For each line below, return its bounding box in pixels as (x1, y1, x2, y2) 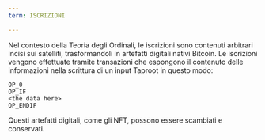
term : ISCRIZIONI (8, 11, 66, 20)
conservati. (8, 123, 45, 133)
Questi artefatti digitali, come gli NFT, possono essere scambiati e (8, 115, 223, 125)
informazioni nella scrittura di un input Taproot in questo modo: (8, 65, 214, 75)
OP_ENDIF (8, 101, 37, 109)
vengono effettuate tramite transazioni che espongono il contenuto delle (8, 57, 244, 66)
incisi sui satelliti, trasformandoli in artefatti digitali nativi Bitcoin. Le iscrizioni (8, 48, 258, 58)
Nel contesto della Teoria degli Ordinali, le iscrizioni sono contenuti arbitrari (8, 40, 253, 50)
